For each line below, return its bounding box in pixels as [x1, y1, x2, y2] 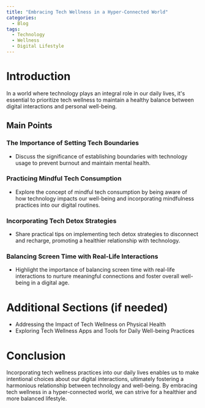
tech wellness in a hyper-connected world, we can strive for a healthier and [6, 388, 197, 396]
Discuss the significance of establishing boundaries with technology [15, 152, 188, 160]
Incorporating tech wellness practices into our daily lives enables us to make [6, 369, 199, 376]
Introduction [6, 70, 71, 83]
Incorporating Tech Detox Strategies [6, 217, 117, 225]
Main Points [6, 121, 53, 131]
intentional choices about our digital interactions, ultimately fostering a [6, 376, 184, 383]
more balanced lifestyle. [6, 395, 67, 402]
